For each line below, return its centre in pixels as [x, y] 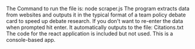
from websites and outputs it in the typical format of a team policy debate [96, 15]
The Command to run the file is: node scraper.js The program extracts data [98, 9]
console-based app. [31, 40]
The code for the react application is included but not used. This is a [90, 34]
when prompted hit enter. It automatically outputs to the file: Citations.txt [95, 27]
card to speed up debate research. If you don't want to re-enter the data [95, 21]
